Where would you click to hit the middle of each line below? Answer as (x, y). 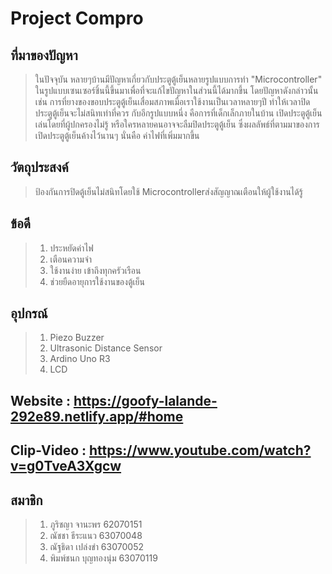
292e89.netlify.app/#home (97, 416)
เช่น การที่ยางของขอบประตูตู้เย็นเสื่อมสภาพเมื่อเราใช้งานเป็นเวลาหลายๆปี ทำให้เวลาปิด (172, 101)
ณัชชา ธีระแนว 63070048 (96, 536)
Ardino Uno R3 (80, 359)
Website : (40, 400)
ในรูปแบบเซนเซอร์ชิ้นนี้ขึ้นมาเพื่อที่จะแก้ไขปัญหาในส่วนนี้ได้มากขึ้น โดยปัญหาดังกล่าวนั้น (176, 90)
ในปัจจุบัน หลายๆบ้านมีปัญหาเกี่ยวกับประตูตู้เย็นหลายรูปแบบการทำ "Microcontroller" (178, 79)
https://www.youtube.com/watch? (200, 450)
